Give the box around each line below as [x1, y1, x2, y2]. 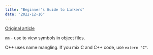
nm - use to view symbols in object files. [5, 35, 85, 41]
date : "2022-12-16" [5, 12, 45, 17]
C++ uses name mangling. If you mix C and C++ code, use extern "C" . [5, 44, 149, 50]
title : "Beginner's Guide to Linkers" [5, 7, 85, 12]
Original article [5, 25, 35, 31]
